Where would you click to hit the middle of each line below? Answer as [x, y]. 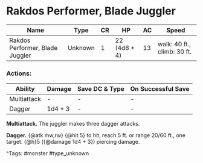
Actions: [19, 73]
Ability [25, 89]
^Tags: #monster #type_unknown [48, 153]
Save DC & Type [101, 89]
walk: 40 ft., [175, 44]
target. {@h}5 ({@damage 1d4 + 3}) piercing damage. [73, 142]
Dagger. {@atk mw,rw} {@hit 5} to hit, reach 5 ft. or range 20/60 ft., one [96, 135]
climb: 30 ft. [175, 51]
